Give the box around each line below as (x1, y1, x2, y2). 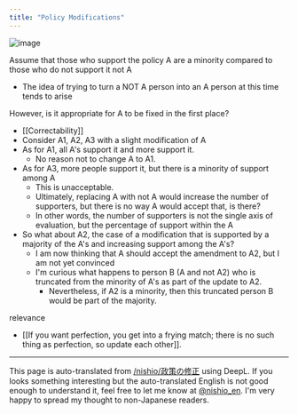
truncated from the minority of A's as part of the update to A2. (35, 276, 263, 287)
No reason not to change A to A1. (35, 153, 157, 164)
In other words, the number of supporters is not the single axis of (35, 210, 273, 220)
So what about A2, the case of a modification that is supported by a (21, 228, 270, 240)
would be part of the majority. (48, 295, 157, 306)
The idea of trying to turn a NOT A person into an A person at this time (21, 81, 279, 92)
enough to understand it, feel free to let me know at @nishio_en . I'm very (9, 385, 275, 395)
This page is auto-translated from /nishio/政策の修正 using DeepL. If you (9, 365, 273, 376)
